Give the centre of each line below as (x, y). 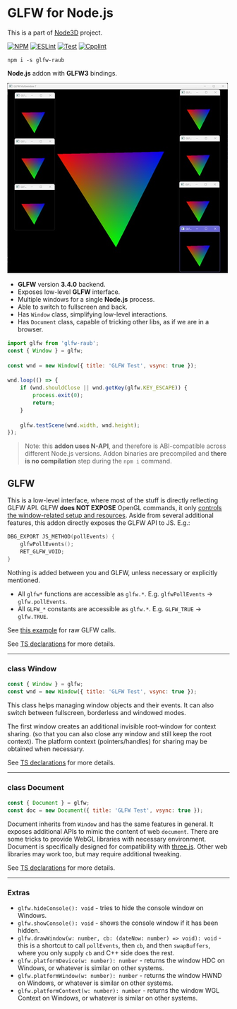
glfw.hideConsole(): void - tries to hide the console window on (110, 908)
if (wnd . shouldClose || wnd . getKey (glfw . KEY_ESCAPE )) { (104, 388)
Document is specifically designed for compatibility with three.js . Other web (117, 846)
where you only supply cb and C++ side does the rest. (96, 953)
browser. (30, 329)
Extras (19, 892)
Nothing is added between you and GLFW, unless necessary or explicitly (113, 572)
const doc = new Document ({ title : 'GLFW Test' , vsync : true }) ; (105, 810)
